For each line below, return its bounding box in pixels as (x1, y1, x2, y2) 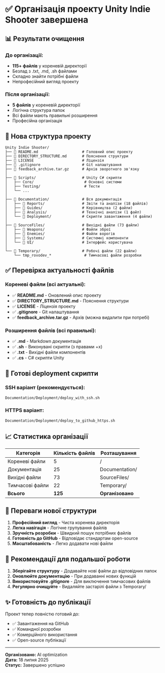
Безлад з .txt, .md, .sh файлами (12, 68, 77, 74)
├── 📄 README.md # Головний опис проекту (5, 149, 133, 154)
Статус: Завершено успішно (5, 662, 65, 668)
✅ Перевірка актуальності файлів (5, 266, 114, 274)
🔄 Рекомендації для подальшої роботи (5, 555, 131, 563)
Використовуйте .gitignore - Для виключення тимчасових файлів (12, 578, 151, 584)
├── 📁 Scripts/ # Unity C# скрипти (5, 175, 122, 180)
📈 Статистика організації (5, 433, 88, 441)
